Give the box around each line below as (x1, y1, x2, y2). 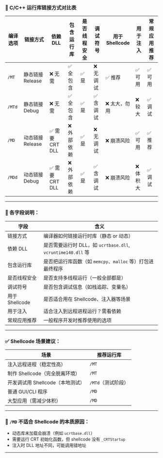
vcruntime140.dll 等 (43, 249, 90, 255)
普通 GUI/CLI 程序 (7, 388, 48, 395)
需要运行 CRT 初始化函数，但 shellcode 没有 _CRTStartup (12, 436, 126, 442)
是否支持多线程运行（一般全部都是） (43, 274, 126, 281)
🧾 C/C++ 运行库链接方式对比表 (5, 4, 77, 11)
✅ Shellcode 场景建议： (5, 338, 61, 344)
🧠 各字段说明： (5, 209, 40, 216)
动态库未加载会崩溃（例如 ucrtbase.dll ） (12, 430, 95, 436)
